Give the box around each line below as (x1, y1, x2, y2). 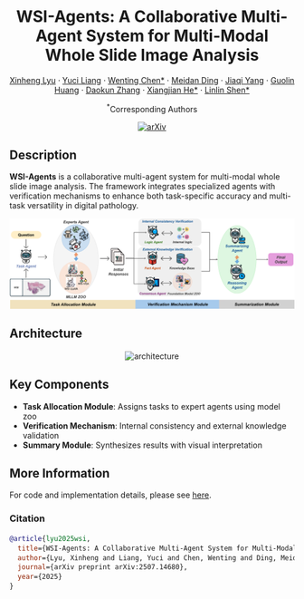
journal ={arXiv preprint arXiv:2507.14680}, (17, 563, 188, 572)
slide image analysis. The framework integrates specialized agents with (9, 181, 276, 192)
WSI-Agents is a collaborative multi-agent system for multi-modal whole (9, 171, 280, 182)
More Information (9, 466, 110, 481)
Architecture (9, 325, 83, 341)
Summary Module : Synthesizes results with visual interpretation (22, 440, 262, 450)
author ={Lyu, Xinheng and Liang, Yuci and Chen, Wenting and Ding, (17, 553, 278, 563)
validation (22, 430, 60, 440)
